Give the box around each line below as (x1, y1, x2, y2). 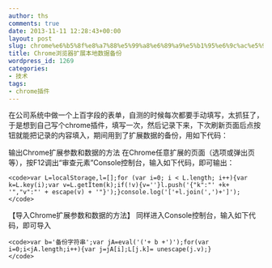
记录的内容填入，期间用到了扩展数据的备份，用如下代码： (36, 130, 228, 140)
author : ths (8, 11, 49, 20)
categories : (8, 65, 49, 73)
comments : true (8, 19, 60, 28)
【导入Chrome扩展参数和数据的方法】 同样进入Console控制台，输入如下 (8, 211, 249, 220)
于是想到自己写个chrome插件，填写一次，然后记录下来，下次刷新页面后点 (8, 121, 254, 130)
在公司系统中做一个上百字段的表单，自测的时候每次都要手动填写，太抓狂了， (8, 110, 264, 120)
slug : (8, 42, 27, 50)
